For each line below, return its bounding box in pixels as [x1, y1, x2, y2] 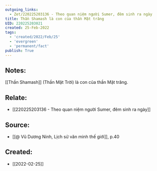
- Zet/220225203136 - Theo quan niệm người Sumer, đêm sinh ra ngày [9, 12, 153, 17]
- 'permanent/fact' [9, 44, 50, 49]
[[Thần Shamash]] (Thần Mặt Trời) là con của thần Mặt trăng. [5, 79, 129, 85]
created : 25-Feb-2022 [5, 25, 50, 30]
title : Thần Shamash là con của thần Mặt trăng [5, 16, 105, 21]
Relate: [5, 94, 27, 102]
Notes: [5, 66, 26, 74]
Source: [5, 121, 30, 129]
